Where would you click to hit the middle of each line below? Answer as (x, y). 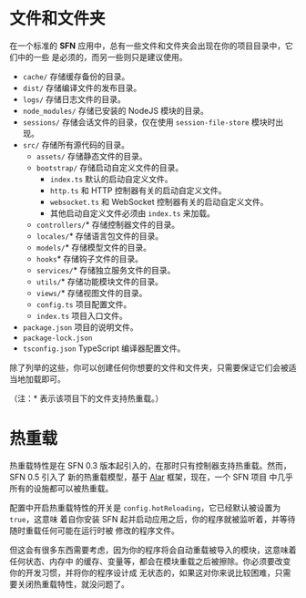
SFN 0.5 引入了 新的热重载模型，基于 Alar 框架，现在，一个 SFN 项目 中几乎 (151, 477)
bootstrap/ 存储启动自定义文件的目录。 (110, 167)
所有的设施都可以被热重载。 (61, 488)
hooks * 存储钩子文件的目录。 (90, 258)
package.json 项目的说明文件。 (80, 327)
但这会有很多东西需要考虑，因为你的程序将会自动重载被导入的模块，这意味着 (153, 550)
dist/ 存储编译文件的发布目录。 (82, 88)
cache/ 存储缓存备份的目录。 (76, 76)
